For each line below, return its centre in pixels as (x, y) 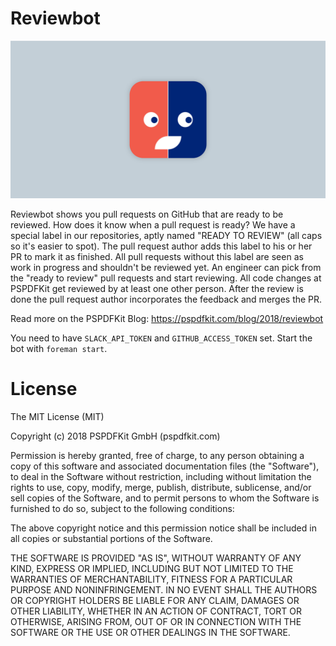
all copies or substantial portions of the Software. (111, 538)
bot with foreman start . (59, 348)
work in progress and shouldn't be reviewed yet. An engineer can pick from (166, 267)
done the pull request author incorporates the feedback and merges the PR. (166, 299)
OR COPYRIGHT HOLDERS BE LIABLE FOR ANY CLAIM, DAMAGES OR (155, 600)
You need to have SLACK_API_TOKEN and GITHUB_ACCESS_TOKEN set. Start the (161, 338)
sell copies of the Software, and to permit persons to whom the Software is (165, 498)
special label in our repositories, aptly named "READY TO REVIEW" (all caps (166, 235)
